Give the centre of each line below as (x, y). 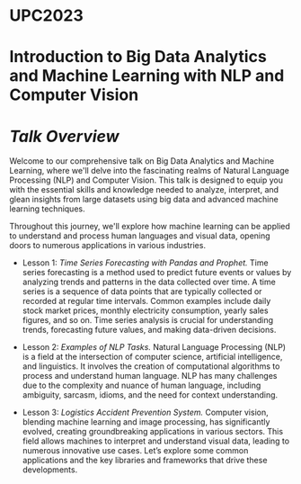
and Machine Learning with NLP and (147, 76)
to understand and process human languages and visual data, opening (140, 236)
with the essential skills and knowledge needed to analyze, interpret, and (144, 190)
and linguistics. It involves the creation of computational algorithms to (151, 366)
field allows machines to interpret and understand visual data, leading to (156, 441)
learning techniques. (47, 209)
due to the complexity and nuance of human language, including (142, 385)
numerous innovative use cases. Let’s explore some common (135, 451)
